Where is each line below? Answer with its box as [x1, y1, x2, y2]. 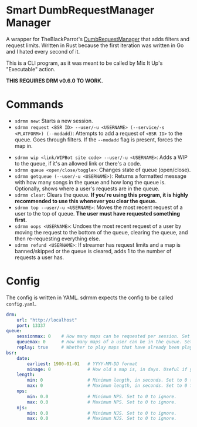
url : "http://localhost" [16, 317, 77, 323]
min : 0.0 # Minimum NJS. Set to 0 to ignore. [27, 410, 177, 416]
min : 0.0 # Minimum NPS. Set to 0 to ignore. [27, 393, 177, 399]
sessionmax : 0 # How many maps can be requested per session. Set [16, 333, 191, 339]
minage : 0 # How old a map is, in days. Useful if [27, 366, 188, 372]
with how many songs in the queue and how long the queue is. [14, 178, 166, 186]
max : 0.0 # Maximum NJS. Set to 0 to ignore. [27, 416, 177, 422]
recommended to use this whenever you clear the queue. [14, 197, 157, 204]
